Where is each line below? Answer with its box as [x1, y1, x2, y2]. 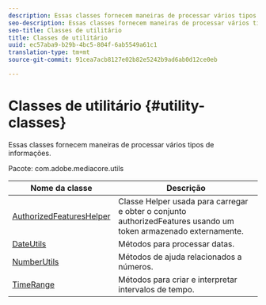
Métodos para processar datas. [118, 238, 235, 250]
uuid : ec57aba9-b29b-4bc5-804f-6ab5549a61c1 [8, 41, 158, 49]
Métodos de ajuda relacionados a [118, 251, 242, 262]
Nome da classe [30, 182, 93, 193]
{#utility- [144, 97, 206, 115]
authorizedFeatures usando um [118, 215, 235, 227]
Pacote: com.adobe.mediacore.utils [8, 163, 124, 173]
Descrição [165, 182, 206, 193]
